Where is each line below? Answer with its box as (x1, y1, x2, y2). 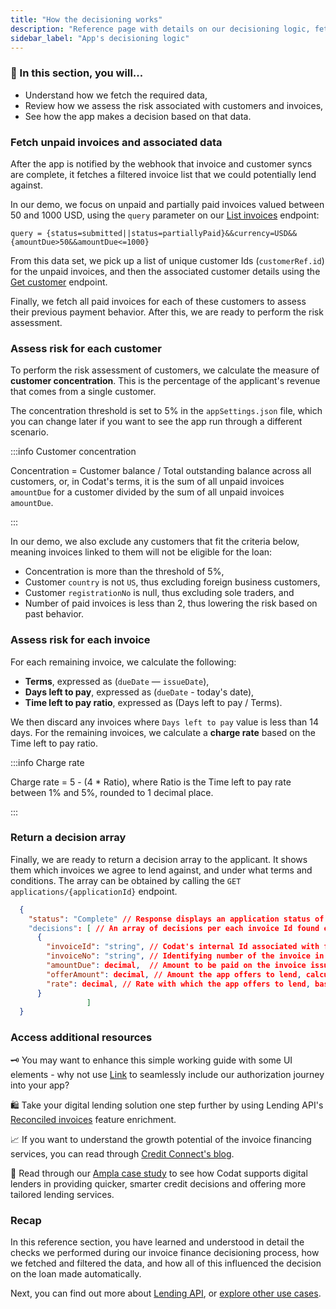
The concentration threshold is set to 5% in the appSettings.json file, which (10, 405, 323, 417)
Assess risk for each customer (10, 341, 162, 355)
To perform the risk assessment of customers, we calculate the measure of (10, 364, 320, 376)
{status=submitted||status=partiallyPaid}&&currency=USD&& (46, 228, 298, 238)
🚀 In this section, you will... (10, 66, 144, 80)
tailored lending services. (10, 1188, 115, 1200)
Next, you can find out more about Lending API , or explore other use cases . (10, 1287, 322, 1299)
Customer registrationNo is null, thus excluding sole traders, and (24, 587, 295, 599)
